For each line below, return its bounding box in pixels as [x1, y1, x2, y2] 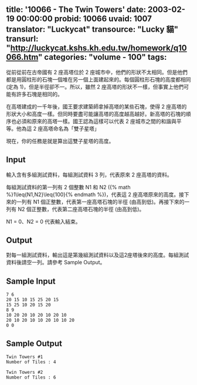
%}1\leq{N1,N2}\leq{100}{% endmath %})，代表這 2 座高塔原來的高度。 [6, 190, 179, 198]
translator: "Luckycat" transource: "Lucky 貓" [6, 25, 179, 35]
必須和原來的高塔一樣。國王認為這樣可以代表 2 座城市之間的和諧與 [16, 117, 177, 125]
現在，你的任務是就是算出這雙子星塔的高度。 [6, 137, 114, 144]
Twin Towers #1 [6, 354, 43, 360]
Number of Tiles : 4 [6, 359, 57, 365]
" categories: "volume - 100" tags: [38, 52, 167, 62]
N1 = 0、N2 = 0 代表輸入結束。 [6, 218, 81, 225]
